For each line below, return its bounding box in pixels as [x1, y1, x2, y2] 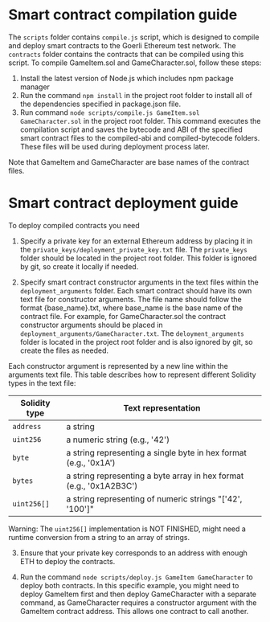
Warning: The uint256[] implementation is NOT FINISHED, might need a [8, 524, 247, 534]
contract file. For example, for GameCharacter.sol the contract [19, 311, 227, 321]
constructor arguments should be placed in [19, 320, 163, 329]
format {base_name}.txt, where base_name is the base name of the [19, 303, 243, 313]
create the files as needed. [19, 346, 109, 355]
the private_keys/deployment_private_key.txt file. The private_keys [19, 244, 247, 254]
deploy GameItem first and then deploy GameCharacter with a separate [19, 589, 257, 599]
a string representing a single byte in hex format [66, 447, 247, 458]
